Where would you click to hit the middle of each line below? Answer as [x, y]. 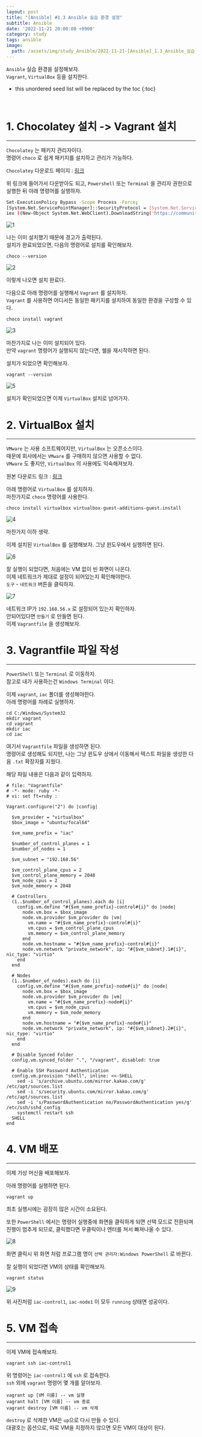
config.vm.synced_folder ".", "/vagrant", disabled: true [86, 1060]
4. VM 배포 [32, 1149]
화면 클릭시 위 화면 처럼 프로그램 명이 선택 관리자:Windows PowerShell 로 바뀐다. [99, 1254]
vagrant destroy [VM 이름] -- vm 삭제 [52, 1408]
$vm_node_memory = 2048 [41, 886]
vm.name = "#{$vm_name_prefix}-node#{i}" [81, 1002]
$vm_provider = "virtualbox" [48, 817]
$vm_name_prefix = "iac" [43, 833]
